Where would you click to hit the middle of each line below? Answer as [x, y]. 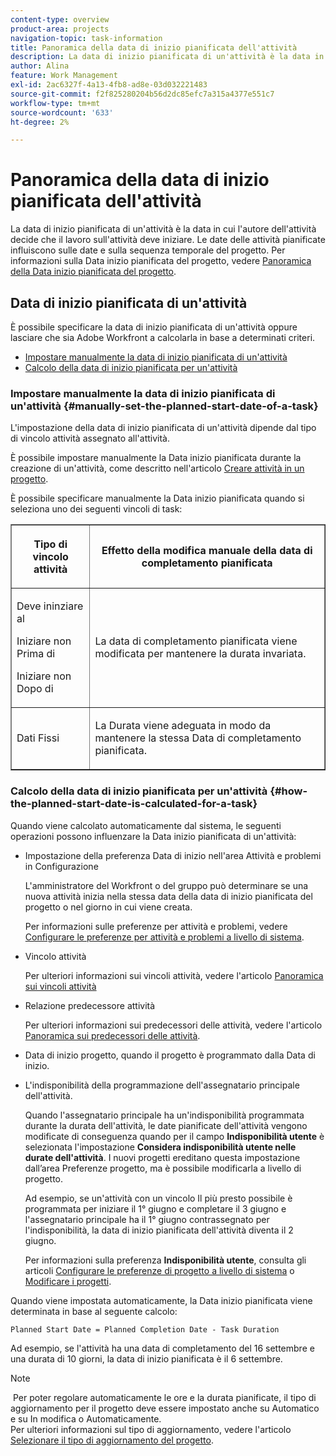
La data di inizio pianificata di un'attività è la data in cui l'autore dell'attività [163, 229]
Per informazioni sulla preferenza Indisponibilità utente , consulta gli [165, 1260]
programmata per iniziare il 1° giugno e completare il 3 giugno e [155, 1208]
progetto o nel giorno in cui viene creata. [108, 907]
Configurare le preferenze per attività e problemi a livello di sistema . [164, 937]
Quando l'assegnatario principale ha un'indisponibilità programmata [164, 1115]
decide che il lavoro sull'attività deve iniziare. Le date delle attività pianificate [168, 240]
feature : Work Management [64, 76]
